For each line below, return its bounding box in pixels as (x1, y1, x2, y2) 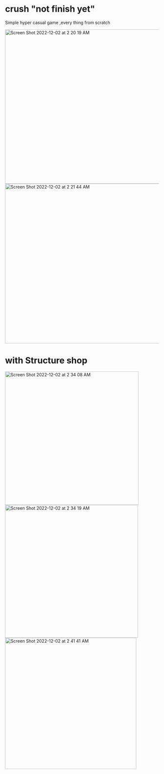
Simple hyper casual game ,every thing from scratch (5, 20, 111, 25)
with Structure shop (5, 355, 88, 366)
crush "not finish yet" (5, 3, 95, 15)
